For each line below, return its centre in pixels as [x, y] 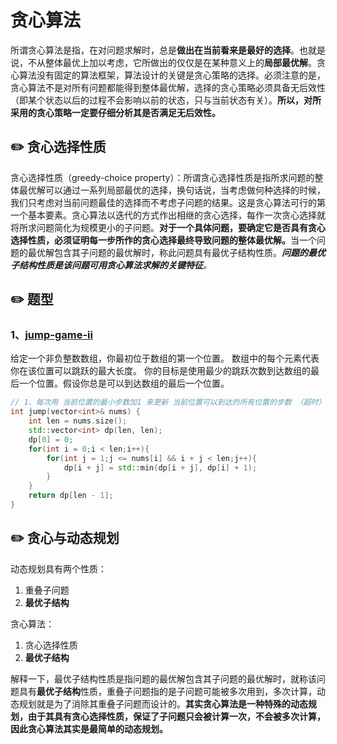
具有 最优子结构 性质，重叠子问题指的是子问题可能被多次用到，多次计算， [167, 691]
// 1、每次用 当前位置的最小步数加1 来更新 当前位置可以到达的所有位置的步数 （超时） [168, 402]
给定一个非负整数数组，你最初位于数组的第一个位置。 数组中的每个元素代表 [165, 358]
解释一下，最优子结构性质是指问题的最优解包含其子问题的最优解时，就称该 [163, 678]
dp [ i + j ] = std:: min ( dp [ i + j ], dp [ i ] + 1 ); [160, 467]
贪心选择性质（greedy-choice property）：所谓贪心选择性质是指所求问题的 [162, 177]
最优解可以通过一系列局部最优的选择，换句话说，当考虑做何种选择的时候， [172, 190]
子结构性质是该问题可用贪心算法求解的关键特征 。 [111, 265]
